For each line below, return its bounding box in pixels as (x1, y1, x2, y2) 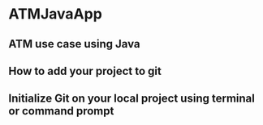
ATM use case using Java (8, 37, 140, 51)
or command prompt (8, 104, 114, 118)
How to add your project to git (8, 64, 162, 77)
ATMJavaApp (8, 5, 103, 23)
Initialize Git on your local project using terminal (8, 92, 256, 106)
